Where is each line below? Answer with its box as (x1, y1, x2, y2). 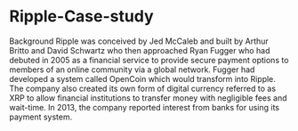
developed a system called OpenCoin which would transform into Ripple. (9, 73, 276, 84)
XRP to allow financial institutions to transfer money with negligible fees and (9, 92, 287, 103)
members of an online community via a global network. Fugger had (9, 64, 255, 75)
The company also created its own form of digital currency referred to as (9, 83, 277, 94)
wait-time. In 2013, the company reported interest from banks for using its (9, 102, 280, 112)
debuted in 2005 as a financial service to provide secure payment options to (9, 54, 289, 65)
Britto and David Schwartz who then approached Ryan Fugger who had (9, 45, 270, 55)
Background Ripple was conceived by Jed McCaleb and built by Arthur (9, 36, 269, 46)
